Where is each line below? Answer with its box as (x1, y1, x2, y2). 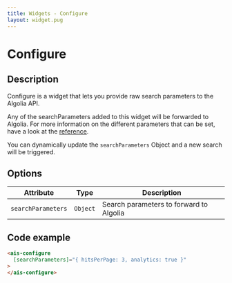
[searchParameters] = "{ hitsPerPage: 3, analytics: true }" (13, 256, 187, 263)
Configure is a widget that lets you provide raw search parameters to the (7, 92, 214, 100)
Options (7, 167, 43, 179)
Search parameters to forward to (102, 200, 209, 209)
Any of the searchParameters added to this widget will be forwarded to (7, 112, 209, 120)
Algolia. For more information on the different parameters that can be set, (7, 120, 215, 128)
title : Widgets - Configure (7, 10, 88, 17)
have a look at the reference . (7, 127, 89, 135)
